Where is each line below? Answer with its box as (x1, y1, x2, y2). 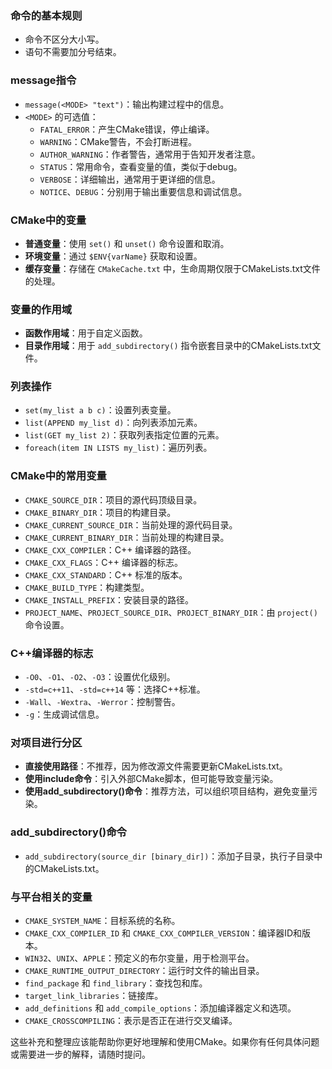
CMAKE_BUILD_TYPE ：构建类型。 (24, 581, 150, 593)
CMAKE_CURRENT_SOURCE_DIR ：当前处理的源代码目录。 (24, 518, 238, 531)
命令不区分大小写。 (24, 33, 105, 46)
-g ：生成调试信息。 (24, 708, 105, 721)
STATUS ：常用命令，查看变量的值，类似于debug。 (39, 160, 243, 172)
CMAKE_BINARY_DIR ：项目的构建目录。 (24, 506, 177, 518)
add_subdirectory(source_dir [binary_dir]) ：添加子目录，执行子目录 (24, 850, 315, 862)
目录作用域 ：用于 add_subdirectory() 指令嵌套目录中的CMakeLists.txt (24, 340, 313, 352)
